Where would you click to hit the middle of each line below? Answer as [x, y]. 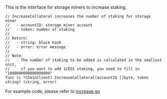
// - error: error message [35, 47]
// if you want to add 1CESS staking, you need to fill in [72, 69]
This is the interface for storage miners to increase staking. [66, 7]
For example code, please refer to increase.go [53, 91]
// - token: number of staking [40, 29]
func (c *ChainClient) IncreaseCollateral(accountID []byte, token [77, 77]
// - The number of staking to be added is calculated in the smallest [84, 60]
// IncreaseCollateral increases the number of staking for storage [78, 16]
